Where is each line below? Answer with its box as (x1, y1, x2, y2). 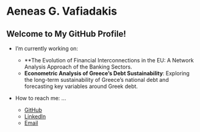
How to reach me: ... (15, 95, 66, 101)
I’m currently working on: (15, 45, 78, 52)
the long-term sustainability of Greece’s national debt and (24, 76, 169, 83)
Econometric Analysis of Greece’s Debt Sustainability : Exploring (24, 70, 190, 77)
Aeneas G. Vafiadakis (6, 4, 118, 18)
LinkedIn (24, 113, 46, 120)
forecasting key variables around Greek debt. (24, 82, 138, 90)
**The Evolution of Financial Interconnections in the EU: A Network (24, 57, 194, 64)
